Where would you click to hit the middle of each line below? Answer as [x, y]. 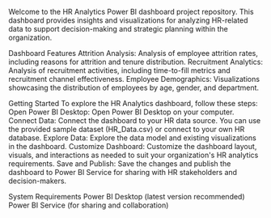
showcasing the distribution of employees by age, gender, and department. [134, 88]
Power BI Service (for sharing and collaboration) [89, 205]
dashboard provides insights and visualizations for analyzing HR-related [128, 20]
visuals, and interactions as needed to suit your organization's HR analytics [133, 155]
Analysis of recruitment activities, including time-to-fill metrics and [119, 71]
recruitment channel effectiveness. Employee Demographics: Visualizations [134, 79]
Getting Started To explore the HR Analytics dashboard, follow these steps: [133, 103]
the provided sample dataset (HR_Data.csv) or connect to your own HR [127, 129]
